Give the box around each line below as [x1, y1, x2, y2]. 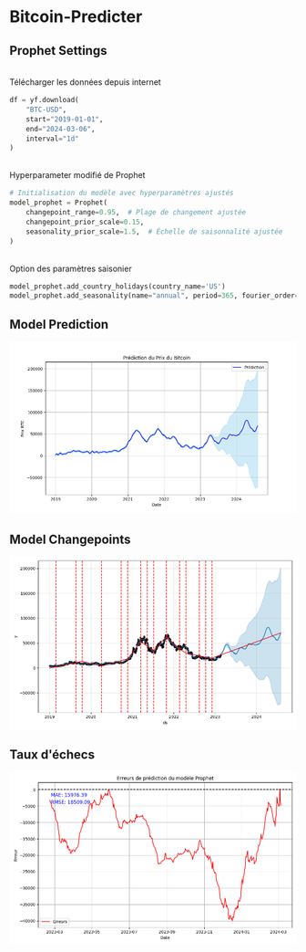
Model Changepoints [9, 531, 131, 547]
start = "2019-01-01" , [25, 114, 104, 124]
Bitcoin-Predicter [9, 6, 143, 27]
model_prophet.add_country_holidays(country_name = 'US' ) [9, 281, 226, 291]
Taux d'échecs [9, 747, 96, 763]
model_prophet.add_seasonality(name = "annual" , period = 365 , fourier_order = [9, 291, 300, 300]
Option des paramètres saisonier [9, 263, 132, 274]
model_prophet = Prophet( [9, 198, 107, 207]
